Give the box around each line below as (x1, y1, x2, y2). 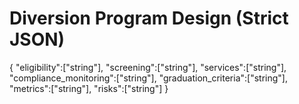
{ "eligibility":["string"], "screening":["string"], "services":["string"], (9, 61, 287, 73)
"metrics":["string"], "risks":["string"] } (9, 82, 169, 94)
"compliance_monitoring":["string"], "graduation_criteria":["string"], (9, 72, 288, 84)
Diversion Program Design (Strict (9, 7, 289, 30)
